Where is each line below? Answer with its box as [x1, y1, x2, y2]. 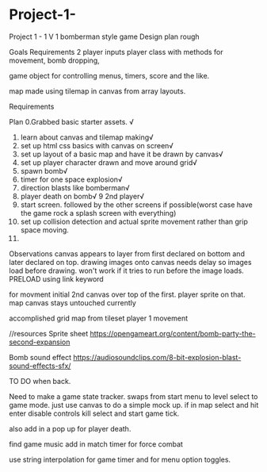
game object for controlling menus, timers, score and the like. [9, 71, 210, 80]
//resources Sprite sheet [9, 328, 89, 338]
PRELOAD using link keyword [9, 274, 104, 283]
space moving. [20, 224, 70, 235]
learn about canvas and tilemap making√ [20, 132, 154, 142]
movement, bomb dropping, [9, 56, 100, 65]
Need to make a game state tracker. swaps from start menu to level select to [9, 391, 258, 401]
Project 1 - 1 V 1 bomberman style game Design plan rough [9, 32, 200, 41]
